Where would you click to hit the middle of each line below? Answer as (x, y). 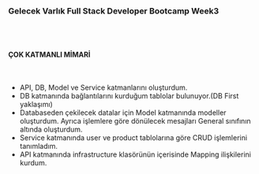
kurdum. (33, 162)
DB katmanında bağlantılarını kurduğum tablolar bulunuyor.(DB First (129, 95)
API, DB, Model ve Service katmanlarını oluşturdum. (103, 87)
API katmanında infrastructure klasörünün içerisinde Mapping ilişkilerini (135, 154)
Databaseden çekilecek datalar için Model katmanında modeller (123, 113)
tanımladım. (38, 146)
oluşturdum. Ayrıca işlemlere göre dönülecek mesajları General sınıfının (135, 120)
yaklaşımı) (36, 104)
